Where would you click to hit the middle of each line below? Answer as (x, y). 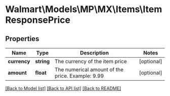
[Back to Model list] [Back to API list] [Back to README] (63, 88)
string (42, 61)
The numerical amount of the (89, 69)
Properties (22, 39)
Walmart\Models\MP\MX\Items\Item (84, 9)
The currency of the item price (91, 61)
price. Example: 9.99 (79, 76)
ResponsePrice (38, 20)
